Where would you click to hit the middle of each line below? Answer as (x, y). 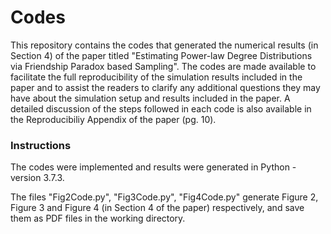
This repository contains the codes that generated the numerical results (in (164, 45)
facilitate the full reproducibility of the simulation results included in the (156, 77)
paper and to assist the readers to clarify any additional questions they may (165, 87)
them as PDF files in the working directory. (98, 218)
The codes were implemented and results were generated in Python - (153, 167)
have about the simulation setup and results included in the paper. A (150, 98)
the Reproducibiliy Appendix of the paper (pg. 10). (113, 119)
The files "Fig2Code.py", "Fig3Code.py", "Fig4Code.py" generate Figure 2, (164, 197)
